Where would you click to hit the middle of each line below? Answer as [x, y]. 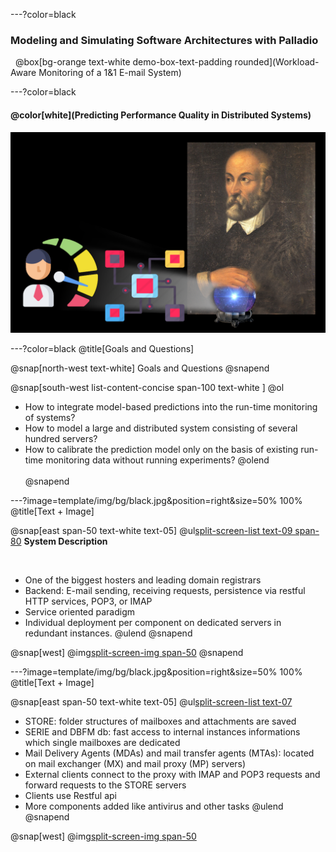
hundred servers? [61, 439]
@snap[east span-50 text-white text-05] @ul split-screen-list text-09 [151, 531]
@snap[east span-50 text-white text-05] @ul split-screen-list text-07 [151, 702]
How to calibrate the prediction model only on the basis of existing [161, 450]
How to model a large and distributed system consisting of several [161, 428]
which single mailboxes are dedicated [102, 743]
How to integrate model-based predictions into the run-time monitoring [171, 407]
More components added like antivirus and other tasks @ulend [154, 806]
